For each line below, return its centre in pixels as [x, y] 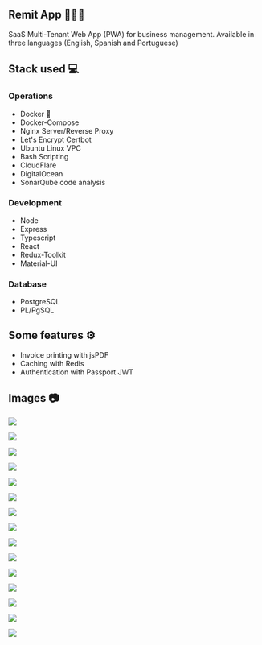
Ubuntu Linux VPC [51, 148]
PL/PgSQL [37, 310]
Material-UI [39, 263]
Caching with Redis [52, 363]
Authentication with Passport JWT [77, 372]
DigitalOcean [41, 173]
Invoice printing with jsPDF [64, 354]
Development [35, 203]
